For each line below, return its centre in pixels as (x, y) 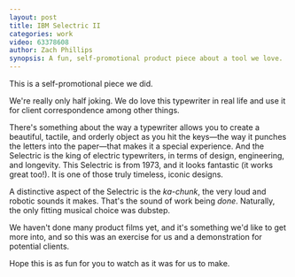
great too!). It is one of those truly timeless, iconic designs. (116, 174)
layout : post (33, 17)
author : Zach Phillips (51, 50)
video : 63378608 (39, 42)
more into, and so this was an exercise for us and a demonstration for (136, 237)
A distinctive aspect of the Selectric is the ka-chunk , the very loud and (138, 192)
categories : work (41, 34)
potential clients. (39, 246)
